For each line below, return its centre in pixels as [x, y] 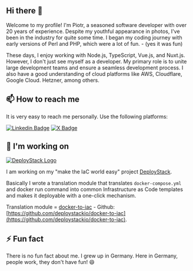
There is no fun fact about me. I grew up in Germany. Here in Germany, [92, 256]
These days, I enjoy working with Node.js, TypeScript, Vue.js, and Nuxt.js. [96, 55]
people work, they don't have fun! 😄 [51, 262]
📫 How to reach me [43, 100]
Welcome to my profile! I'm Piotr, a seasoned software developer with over [96, 25]
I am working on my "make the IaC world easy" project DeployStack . [89, 172]
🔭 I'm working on [38, 147]
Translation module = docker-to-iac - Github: [61, 207]
